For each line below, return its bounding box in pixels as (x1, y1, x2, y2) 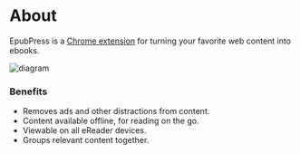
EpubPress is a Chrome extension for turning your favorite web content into (9, 35, 292, 46)
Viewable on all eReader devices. (22, 125, 147, 136)
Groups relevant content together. (22, 135, 150, 146)
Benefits (9, 85, 48, 98)
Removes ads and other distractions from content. (22, 106, 210, 117)
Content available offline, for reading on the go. (22, 115, 199, 127)
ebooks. (9, 44, 40, 55)
